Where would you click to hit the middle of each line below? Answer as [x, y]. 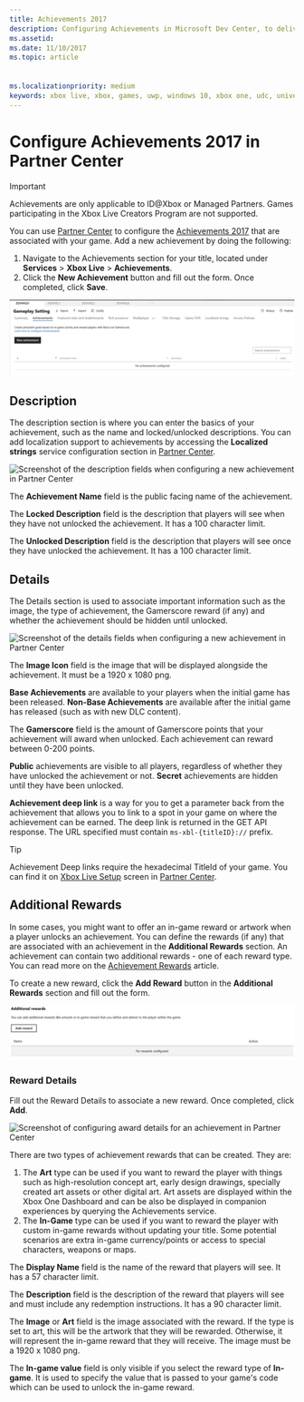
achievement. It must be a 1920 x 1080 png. [90, 675]
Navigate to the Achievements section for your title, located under [145, 258]
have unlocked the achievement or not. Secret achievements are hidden [144, 776]
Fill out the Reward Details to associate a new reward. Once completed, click [152, 1100]
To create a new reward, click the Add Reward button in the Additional [141, 983]
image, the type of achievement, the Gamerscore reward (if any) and [137, 611]
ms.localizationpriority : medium [72, 86]
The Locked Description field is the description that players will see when [147, 514]
